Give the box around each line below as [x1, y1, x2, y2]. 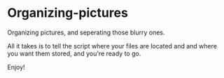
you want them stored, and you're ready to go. [7, 49, 141, 58]
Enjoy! [7, 63, 26, 71]
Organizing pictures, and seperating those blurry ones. [7, 28, 165, 37]
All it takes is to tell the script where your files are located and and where [7, 41, 217, 50]
